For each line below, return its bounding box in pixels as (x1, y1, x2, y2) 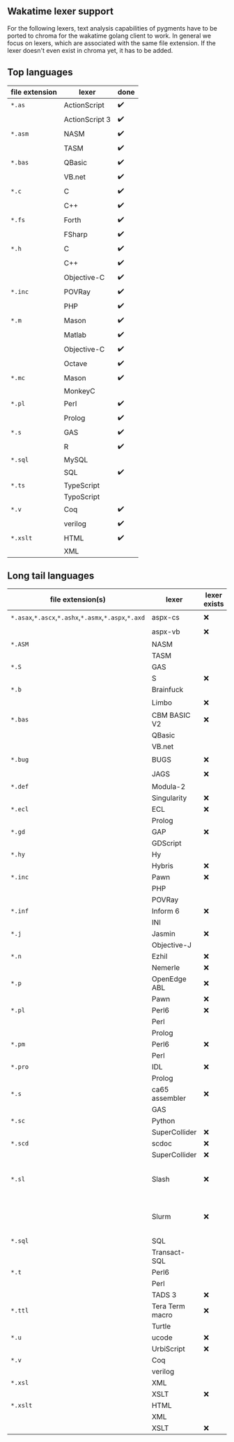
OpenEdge (151, 974, 187, 984)
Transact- (151, 1248, 186, 1257)
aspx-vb (151, 627, 180, 636)
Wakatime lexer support (7, 6, 114, 17)
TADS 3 (151, 1290, 177, 1300)
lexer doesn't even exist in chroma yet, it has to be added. (7, 46, 173, 54)
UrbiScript (151, 1344, 186, 1354)
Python (151, 1116, 175, 1126)
